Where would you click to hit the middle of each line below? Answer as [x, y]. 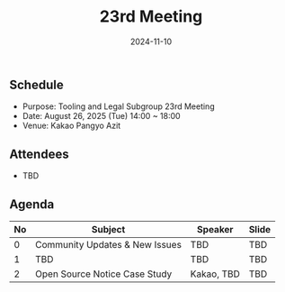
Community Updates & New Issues [109, 244]
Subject [108, 229]
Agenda [32, 204]
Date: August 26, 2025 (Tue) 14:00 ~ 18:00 [102, 116]
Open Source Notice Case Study [104, 274]
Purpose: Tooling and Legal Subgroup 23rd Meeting [118, 106]
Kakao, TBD [215, 274]
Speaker [215, 229]
